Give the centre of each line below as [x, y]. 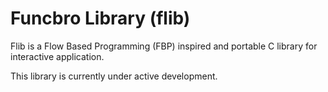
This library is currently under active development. [114, 76]
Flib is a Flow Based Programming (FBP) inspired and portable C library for [164, 46]
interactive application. [57, 56]
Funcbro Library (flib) [100, 18]
